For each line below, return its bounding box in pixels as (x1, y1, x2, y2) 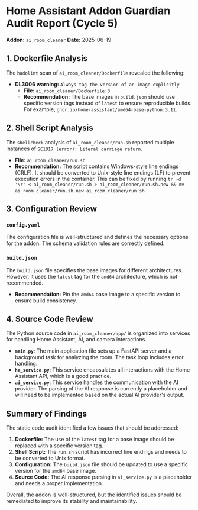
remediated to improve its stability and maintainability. (6, 498, 138, 505)
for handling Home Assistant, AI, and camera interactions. (6, 336, 147, 343)
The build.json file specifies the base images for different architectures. (6, 266, 183, 273)
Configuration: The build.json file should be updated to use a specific (14, 461, 188, 468)
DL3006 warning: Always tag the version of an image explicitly (14, 80, 180, 88)
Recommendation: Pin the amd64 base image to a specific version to (14, 290, 181, 298)
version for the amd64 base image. (14, 467, 96, 475)
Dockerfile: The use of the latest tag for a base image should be (14, 436, 174, 443)
